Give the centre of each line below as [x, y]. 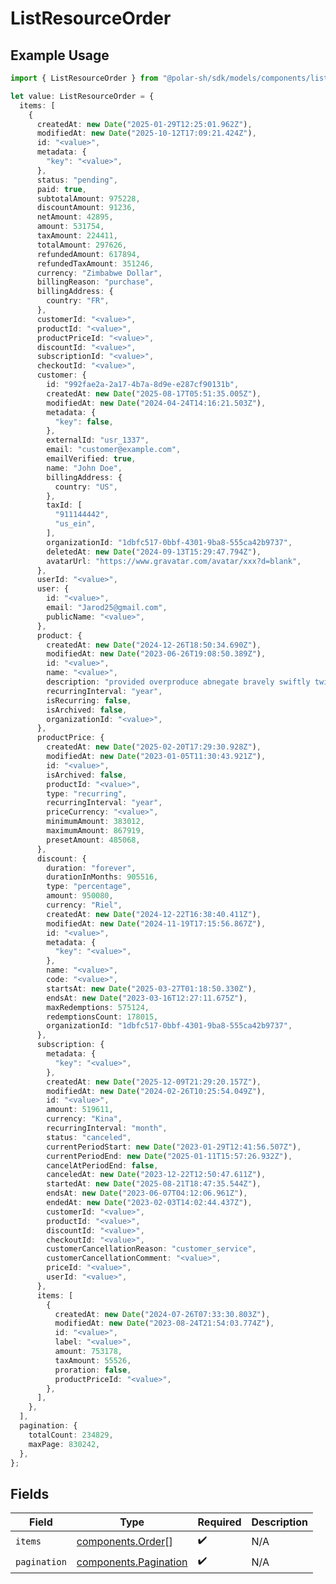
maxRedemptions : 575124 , [98, 1007]
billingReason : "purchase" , [95, 282]
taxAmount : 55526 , [93, 1360]
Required [219, 1522]
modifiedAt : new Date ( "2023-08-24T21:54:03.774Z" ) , [164, 1323]
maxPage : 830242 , [64, 1444]
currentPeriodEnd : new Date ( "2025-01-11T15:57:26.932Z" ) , [169, 1156]
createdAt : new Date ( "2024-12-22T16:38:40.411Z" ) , [154, 914]
